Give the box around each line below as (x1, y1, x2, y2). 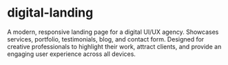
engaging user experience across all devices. (7, 50, 136, 58)
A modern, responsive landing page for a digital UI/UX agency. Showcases (7, 28, 219, 36)
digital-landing (7, 5, 94, 21)
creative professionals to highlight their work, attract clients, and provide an (7, 42, 222, 50)
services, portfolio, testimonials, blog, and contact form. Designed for (7, 35, 205, 43)
